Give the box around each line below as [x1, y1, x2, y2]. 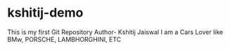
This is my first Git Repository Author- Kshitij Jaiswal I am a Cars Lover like [7, 28, 224, 36]
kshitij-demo [7, 5, 84, 21]
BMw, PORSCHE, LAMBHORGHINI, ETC [7, 35, 122, 43]
